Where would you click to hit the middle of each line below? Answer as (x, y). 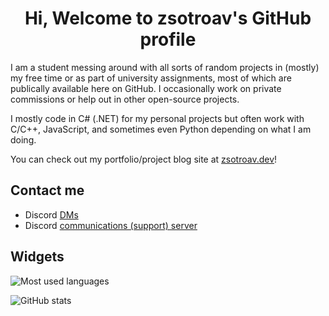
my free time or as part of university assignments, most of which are (151, 78)
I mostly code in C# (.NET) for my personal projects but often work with (157, 118)
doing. (23, 139)
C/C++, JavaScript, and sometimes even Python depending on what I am (161, 129)
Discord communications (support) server (111, 225)
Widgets (37, 257)
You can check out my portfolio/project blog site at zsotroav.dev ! (144, 159)
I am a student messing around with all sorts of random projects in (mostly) (165, 67)
